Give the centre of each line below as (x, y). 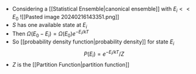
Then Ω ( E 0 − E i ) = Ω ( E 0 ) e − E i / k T (50, 34)
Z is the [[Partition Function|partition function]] (71, 65)
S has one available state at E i (49, 25)
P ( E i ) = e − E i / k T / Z (104, 54)
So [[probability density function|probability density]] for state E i (93, 42)
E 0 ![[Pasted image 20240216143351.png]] (66, 17)
